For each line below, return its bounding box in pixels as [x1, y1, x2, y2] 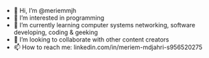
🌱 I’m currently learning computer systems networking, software [13, 21, 195, 29]
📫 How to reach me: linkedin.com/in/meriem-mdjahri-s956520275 [13, 43, 203, 51]
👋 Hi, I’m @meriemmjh [13, 7, 77, 14]
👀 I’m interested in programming [13, 14, 105, 22]
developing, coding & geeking [13, 28, 98, 36]
